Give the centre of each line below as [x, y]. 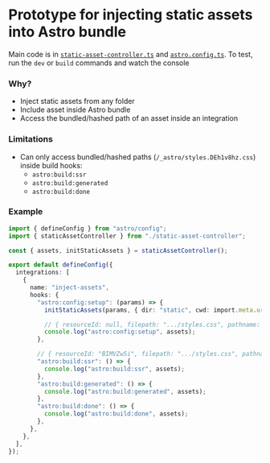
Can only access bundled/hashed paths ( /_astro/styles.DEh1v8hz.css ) [138, 157]
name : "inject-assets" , [70, 287]
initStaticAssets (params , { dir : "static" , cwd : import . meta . [150, 310]
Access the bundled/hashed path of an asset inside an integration [129, 118]
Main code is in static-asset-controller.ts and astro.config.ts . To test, [131, 54]
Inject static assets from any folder [77, 101]
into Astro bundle [67, 32]
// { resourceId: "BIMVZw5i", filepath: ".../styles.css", [138, 354]
